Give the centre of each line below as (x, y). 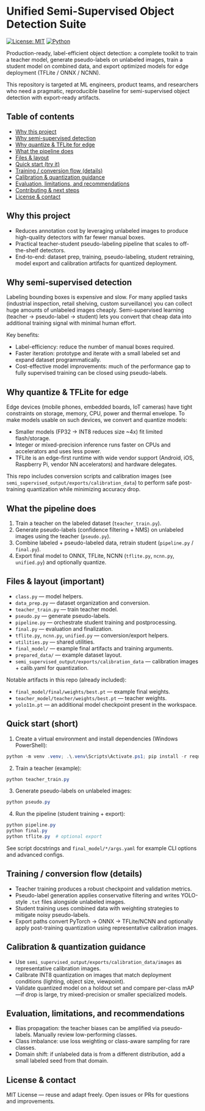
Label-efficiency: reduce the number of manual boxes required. (95, 347)
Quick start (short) (42, 724)
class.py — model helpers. (49, 596)
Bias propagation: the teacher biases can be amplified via (87, 1028)
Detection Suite (46, 24)
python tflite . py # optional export (54, 837)
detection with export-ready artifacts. (53, 97)
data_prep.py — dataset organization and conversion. (82, 603)
